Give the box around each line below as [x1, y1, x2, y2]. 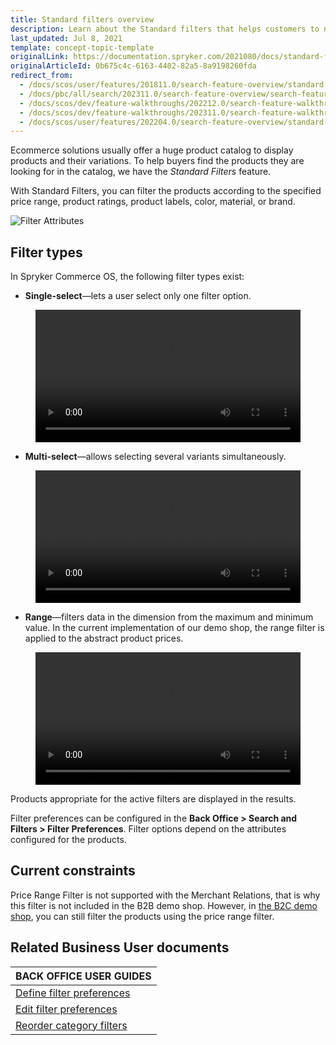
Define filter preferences [15, 986, 131, 1000]
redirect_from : [10, 71, 74, 81]
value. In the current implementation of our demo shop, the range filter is [24, 622, 325, 634]
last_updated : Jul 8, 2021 [10, 33, 123, 43]
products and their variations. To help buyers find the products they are [10, 155, 305, 167]
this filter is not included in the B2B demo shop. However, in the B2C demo [10, 899, 318, 911]
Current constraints [10, 862, 136, 880]
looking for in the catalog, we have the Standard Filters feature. [10, 166, 272, 178]
